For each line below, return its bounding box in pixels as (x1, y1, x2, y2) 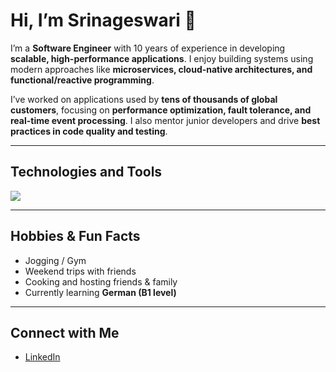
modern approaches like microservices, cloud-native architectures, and (10, 63, 313, 75)
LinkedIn (24, 351, 61, 363)
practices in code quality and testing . (10, 125, 168, 137)
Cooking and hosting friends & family (24, 275, 178, 288)
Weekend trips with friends (24, 265, 137, 277)
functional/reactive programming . (10, 74, 155, 86)
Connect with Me (10, 324, 120, 341)
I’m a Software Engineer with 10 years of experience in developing (10, 42, 286, 54)
